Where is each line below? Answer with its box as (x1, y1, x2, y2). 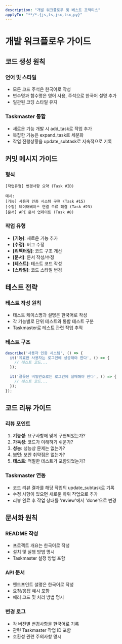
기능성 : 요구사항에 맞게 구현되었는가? (12, 433, 86, 439)
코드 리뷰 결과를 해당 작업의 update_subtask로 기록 (12, 485, 115, 491)
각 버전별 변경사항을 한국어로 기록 (12, 621, 79, 627)
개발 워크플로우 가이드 (5, 36, 91, 47)
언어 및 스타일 (5, 74, 37, 81)
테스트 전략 (5, 283, 38, 292)
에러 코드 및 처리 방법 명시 (12, 594, 64, 600)
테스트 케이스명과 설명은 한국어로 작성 (12, 312, 88, 318)
